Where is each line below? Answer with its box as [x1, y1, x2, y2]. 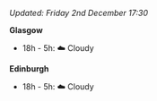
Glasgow [9, 25, 43, 35]
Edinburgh [9, 63, 49, 74]
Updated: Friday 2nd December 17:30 [9, 8, 149, 18]
